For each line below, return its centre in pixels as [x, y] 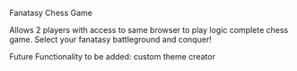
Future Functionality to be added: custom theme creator [112, 56]
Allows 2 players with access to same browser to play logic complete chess [149, 30]
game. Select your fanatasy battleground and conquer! [111, 39]
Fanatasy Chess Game [51, 13]
